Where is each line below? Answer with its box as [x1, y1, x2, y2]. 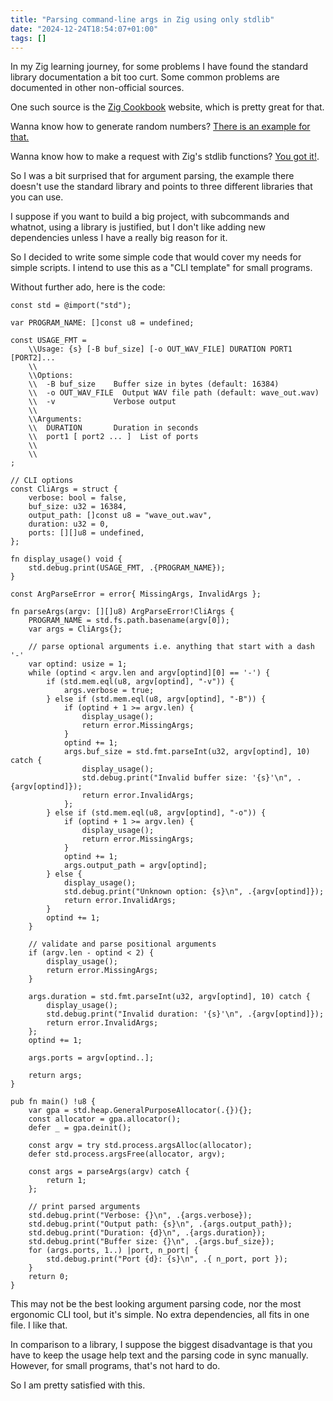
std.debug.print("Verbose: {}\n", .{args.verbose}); [28, 1211, 253, 1221]
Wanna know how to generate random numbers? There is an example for [10, 121, 311, 133]
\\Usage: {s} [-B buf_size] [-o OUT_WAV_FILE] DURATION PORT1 [28, 344, 293, 355]
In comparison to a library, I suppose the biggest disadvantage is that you [10, 1339, 313, 1351]
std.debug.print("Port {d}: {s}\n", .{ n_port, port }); [46, 1254, 288, 1265]
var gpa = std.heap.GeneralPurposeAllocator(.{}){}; [28, 1106, 253, 1116]
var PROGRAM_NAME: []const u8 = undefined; [10, 318, 195, 328]
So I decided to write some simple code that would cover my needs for [10, 251, 302, 263]
